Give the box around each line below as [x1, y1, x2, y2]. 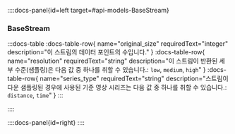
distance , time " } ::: [7, 91, 64, 99]
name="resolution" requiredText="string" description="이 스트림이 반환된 [7, 56, 218, 66]
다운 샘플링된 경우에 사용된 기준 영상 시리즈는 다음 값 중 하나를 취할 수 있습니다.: [7, 83, 227, 92]
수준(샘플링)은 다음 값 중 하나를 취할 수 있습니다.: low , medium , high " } [14, 66, 206, 74]
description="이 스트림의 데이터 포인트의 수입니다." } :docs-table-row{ [7, 48, 205, 56]
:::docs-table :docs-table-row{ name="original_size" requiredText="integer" [7, 39, 228, 48]
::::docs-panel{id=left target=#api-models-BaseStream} [7, 6, 169, 14]
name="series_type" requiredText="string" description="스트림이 [40, 74, 229, 83]
